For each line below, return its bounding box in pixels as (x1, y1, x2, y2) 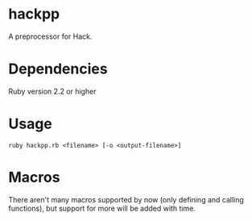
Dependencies (8, 60, 108, 78)
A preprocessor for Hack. (8, 31, 93, 41)
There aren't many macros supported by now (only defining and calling (8, 194, 244, 204)
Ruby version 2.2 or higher (8, 86, 97, 96)
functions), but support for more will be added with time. (8, 203, 196, 213)
